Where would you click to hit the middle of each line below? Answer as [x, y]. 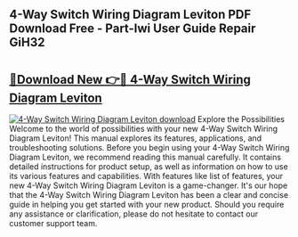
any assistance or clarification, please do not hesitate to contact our [134, 214]
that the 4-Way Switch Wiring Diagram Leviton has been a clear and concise [149, 195]
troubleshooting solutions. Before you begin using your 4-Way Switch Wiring [149, 147]
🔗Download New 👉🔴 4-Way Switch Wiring [130, 79]
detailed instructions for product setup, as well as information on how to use [149, 167]
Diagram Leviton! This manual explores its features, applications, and [136, 138]
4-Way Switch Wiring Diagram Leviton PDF [130, 15]
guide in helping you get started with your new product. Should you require [147, 204]
